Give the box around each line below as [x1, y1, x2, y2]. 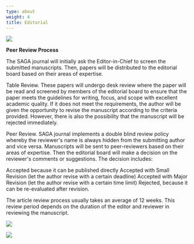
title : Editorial [6, 19, 49, 25]
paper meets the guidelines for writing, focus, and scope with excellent [6, 94, 178, 101]
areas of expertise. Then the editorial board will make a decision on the [6, 149, 178, 156]
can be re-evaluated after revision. [6, 185, 90, 192]
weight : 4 [6, 14, 30, 20]
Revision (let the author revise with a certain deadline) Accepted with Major [6, 173, 188, 180]
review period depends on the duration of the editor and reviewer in [6, 203, 170, 210]
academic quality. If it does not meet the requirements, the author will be [6, 100, 182, 107]
